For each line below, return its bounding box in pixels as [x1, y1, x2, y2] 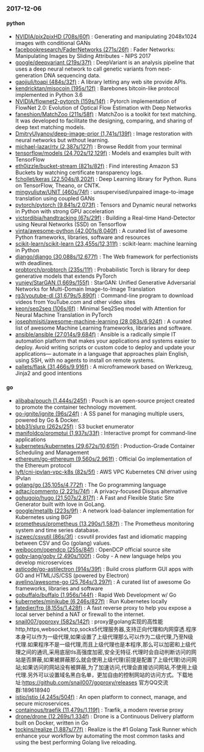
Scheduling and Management [15, 449, 90, 456]
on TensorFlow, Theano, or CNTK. [15, 182, 101, 190]
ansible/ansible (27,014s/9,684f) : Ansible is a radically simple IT [15, 331, 177, 338]
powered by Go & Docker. [15, 416, 80, 424]
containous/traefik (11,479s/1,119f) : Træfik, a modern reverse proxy [15, 706, 184, 714]
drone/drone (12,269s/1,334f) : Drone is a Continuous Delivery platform [15, 713, 194, 720]
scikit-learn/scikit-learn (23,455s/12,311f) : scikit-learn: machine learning [15, 240, 197, 247]
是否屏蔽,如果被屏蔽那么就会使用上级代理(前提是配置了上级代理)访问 [20, 656, 192, 664]
